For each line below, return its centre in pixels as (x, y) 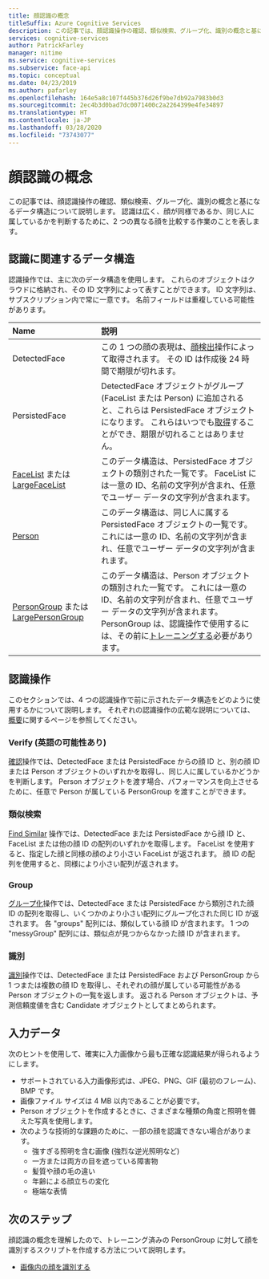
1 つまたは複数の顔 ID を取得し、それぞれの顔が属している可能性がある (125, 985)
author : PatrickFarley (46, 46)
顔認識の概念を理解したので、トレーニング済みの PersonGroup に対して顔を (133, 1240)
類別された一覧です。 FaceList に (195, 473)
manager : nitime (35, 53)
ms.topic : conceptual (44, 75)
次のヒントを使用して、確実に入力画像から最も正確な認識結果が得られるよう (134, 1054)
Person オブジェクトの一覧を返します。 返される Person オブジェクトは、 (130, 995)
